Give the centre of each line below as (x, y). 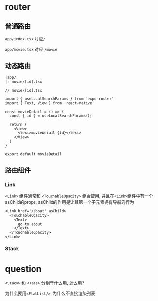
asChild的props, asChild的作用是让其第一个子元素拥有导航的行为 (70, 202)
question (23, 269)
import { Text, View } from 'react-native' (50, 103)
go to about (30, 224)
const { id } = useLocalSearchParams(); (51, 116)
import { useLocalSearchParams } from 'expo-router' (60, 99)
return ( (18, 124)
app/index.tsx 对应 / (25, 39)
